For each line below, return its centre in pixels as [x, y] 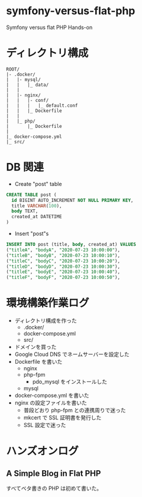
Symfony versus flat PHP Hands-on [49, 27]
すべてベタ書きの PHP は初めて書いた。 [54, 488]
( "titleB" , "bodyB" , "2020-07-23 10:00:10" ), [63, 255]
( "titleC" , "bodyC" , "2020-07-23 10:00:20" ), [63, 261]
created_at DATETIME [37, 217]
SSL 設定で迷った [45, 425]
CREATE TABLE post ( [32, 195]
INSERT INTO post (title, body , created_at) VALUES [71, 245]
